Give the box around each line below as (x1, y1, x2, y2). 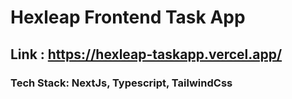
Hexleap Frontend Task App (10, 6, 246, 29)
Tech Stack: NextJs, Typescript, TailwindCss (10, 76, 233, 90)
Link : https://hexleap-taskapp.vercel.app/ (10, 46, 283, 63)
